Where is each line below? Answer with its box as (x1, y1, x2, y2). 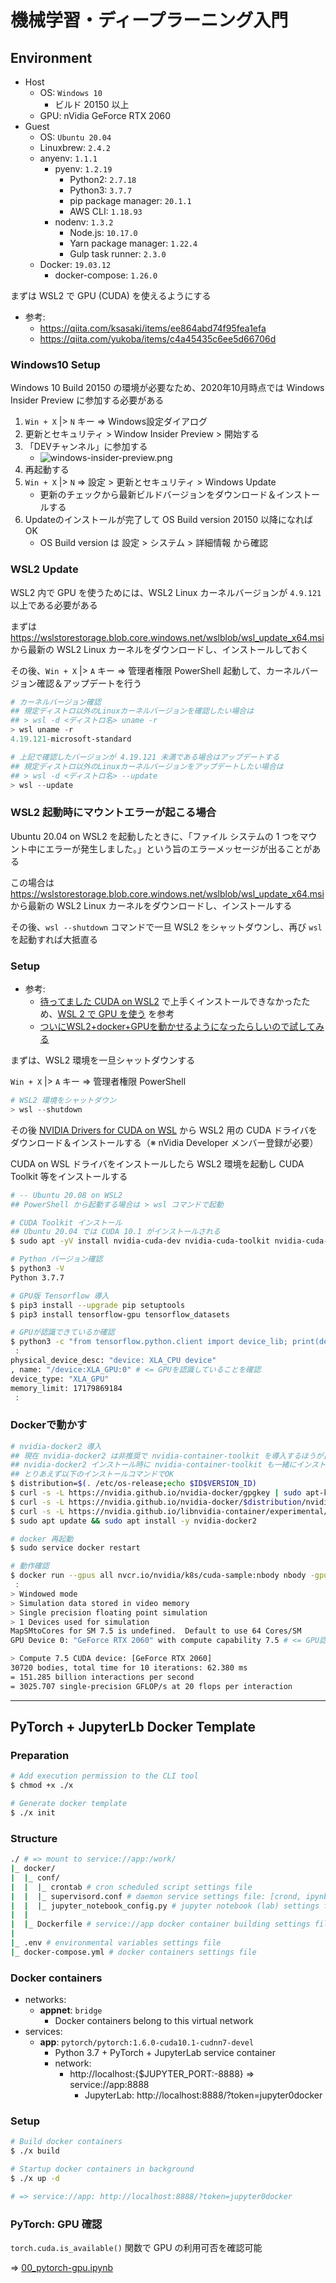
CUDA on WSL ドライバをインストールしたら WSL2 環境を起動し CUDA (10, 1157, 305, 1170)
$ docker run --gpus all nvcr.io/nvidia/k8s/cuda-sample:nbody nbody (10, 1571, 307, 1581)
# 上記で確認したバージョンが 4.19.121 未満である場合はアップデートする (10, 752, 280, 762)
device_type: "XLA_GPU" (10, 1374, 110, 1384)
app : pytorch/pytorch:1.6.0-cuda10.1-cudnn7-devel (39, 2036, 255, 2048)
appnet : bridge (39, 2004, 103, 2016)
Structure (10, 1831, 58, 1845)
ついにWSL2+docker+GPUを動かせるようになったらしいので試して (39, 1021, 316, 1033)
